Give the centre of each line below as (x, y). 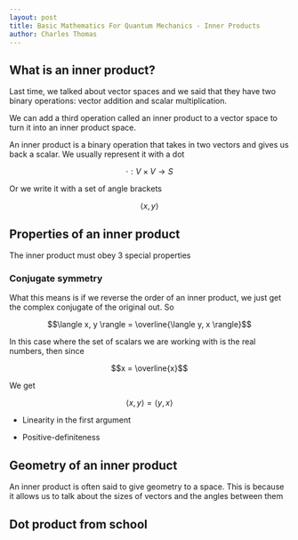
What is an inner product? (82, 70)
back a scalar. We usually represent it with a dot (97, 154)
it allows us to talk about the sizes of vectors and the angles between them (146, 496)
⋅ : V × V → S (149, 172)
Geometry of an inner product (93, 465)
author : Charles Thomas (53, 34)
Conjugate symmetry (56, 278)
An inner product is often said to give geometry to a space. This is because (147, 487)
